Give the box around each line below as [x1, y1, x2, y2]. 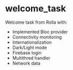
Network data [12, 60, 41, 66]
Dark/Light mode [12, 44, 47, 50]
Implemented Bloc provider [12, 29, 68, 35]
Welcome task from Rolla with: [5, 19, 68, 25]
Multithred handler [12, 55, 51, 61]
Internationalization [12, 39, 52, 45]
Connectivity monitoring [12, 34, 62, 40]
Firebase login [12, 50, 42, 56]
